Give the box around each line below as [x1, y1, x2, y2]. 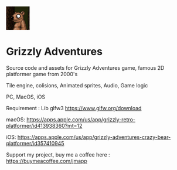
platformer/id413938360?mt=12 [6, 122, 83, 129]
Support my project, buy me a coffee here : [6, 151, 110, 158]
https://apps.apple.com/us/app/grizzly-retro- [26, 115, 136, 123]
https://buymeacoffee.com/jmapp [6, 157, 88, 164]
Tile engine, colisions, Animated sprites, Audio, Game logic [6, 81, 148, 89]
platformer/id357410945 [6, 140, 64, 147]
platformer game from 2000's [6, 70, 78, 77]
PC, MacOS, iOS [6, 93, 46, 100]
